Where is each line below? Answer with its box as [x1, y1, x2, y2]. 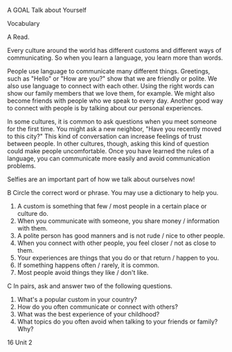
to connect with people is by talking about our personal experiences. [7, 104, 203, 112]
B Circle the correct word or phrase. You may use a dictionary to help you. [7, 189, 219, 196]
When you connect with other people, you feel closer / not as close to [17, 239, 217, 247]
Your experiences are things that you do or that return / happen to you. [17, 253, 220, 262]
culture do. [17, 210, 48, 217]
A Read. [7, 33, 30, 41]
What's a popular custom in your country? [17, 295, 137, 303]
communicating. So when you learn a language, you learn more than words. [7, 53, 224, 62]
